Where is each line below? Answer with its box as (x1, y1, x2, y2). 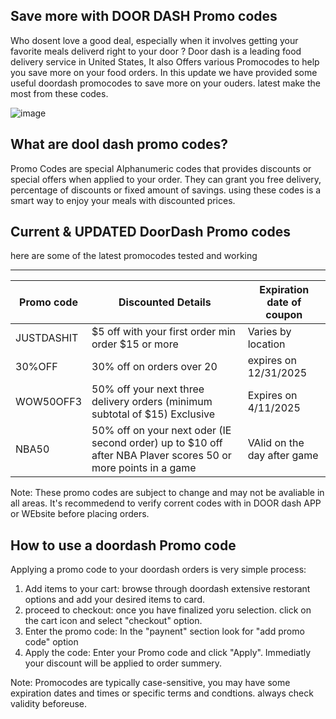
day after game (247, 449, 319, 463)
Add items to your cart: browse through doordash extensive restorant (24, 583, 311, 595)
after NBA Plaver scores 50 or (91, 449, 232, 463)
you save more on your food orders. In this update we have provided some (10, 66, 318, 78)
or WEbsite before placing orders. (10, 508, 150, 520)
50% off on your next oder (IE (91, 424, 232, 438)
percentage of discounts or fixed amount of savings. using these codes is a (10, 184, 322, 196)
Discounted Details (118, 295, 212, 309)
